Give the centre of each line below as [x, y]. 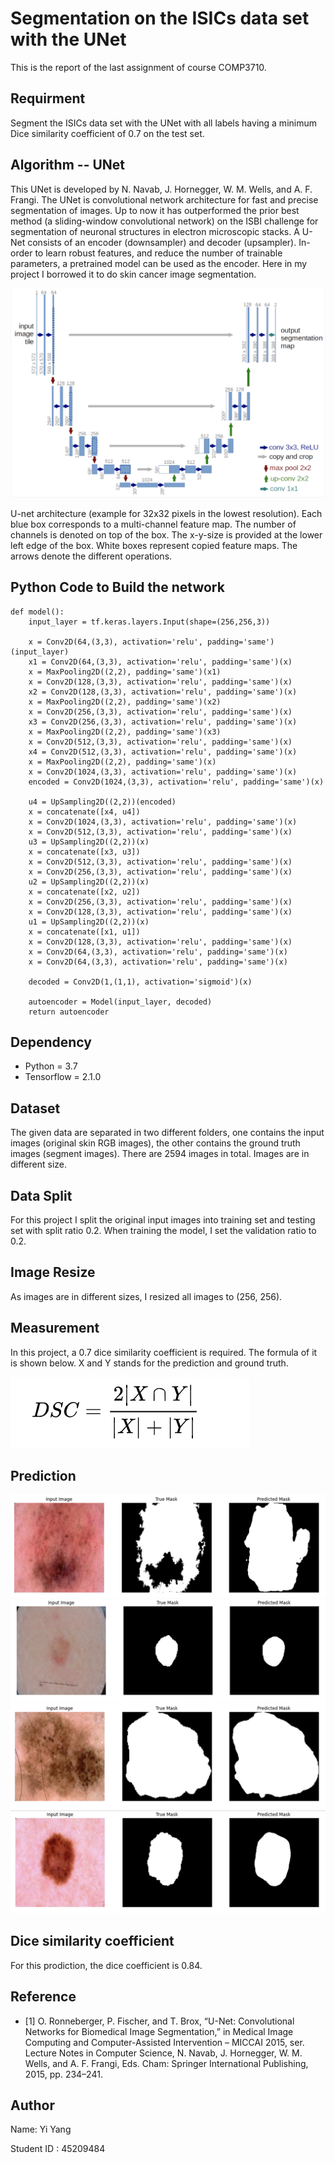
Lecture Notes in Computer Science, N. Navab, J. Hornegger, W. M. [163, 2053]
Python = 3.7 [51, 1066]
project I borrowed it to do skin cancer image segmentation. [133, 274]
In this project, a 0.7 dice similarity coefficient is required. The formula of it [164, 1352]
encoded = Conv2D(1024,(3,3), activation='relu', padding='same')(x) [176, 782]
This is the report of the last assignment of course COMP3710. [138, 67]
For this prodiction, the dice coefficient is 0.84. [106, 1965]
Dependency [51, 1042]
